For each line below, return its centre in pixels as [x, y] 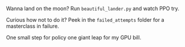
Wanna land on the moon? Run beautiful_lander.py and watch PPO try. [93, 9]
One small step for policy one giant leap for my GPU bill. [74, 37]
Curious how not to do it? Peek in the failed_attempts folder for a [85, 20]
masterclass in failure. [33, 26]
